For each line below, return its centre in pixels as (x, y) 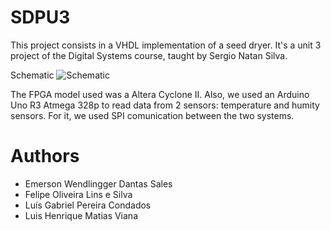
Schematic (32, 75)
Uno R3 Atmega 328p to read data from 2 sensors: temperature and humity (165, 105)
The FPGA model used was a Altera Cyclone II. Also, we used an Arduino (160, 94)
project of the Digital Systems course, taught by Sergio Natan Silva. (149, 55)
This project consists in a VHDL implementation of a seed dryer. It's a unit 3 (166, 45)
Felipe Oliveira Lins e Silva (78, 194)
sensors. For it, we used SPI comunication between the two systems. (152, 115)
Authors (45, 156)
